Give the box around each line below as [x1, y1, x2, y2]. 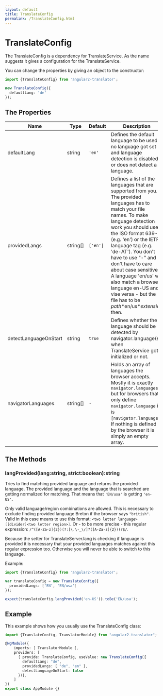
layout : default [5, 7, 38, 12]
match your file [111, 205, 145, 212]
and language [111, 149, 142, 156]
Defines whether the [111, 317, 158, 323]
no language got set [111, 143, 157, 150]
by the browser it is [111, 426, 154, 433]
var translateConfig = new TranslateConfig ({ [5, 579, 98, 584]
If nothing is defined [111, 421, 157, 427]
